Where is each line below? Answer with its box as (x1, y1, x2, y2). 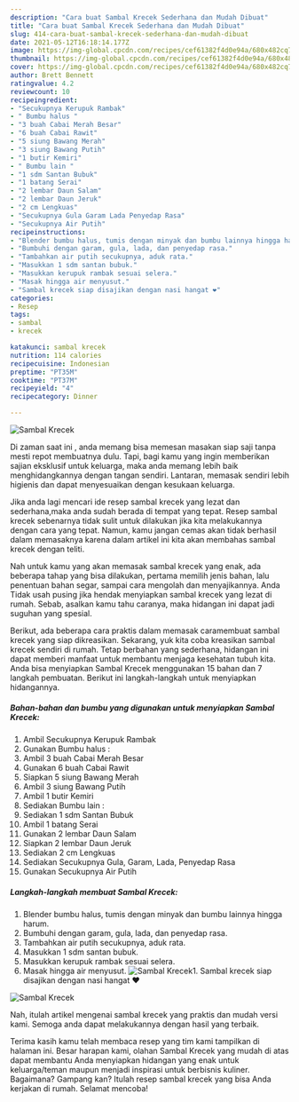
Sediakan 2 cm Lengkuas (22, 847, 116, 858)
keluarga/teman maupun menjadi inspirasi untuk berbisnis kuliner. (10, 1064, 250, 1074)
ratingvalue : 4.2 (10, 79, 75, 88)
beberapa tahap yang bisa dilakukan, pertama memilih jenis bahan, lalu (10, 570, 270, 581)
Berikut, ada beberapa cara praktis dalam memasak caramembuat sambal (10, 625, 280, 636)
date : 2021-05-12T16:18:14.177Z (10, 37, 130, 47)
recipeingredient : (10, 95, 78, 105)
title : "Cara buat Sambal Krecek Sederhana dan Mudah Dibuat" (10, 21, 245, 30)
